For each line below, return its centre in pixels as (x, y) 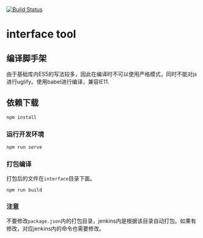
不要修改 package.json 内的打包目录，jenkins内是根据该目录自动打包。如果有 (102, 221)
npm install (21, 117)
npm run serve (24, 147)
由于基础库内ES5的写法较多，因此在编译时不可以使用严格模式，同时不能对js (102, 74)
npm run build (24, 190)
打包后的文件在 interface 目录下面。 (51, 179)
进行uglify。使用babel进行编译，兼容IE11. (58, 82)
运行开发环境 (25, 134)
